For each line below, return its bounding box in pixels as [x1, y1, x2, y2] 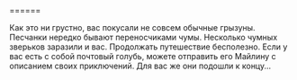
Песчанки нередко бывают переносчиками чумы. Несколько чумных [9, 32, 278, 42]
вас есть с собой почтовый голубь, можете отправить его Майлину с [9, 51, 276, 61]
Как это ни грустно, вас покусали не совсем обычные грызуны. [9, 22, 256, 32]
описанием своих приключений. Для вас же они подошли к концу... [9, 60, 272, 71]
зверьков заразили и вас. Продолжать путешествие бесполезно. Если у [9, 41, 288, 52]
